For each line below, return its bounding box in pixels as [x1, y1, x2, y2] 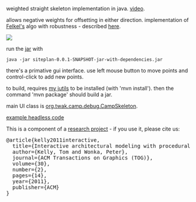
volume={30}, [12, 161, 50, 167]
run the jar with [6, 45, 43, 52]
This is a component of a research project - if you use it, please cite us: [6, 125, 180, 132]
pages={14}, [12, 172, 47, 179]
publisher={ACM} [12, 184, 60, 191]
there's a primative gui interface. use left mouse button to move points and [6, 67, 188, 74]
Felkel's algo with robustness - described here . [6, 23, 121, 30]
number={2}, [12, 167, 47, 173]
